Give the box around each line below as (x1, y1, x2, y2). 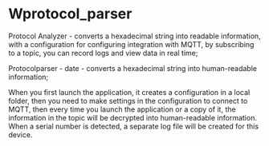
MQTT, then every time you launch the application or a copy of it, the (8, 105, 236, 114)
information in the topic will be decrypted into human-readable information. (8, 112, 257, 122)
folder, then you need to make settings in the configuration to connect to (8, 96, 248, 105)
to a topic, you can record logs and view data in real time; (8, 48, 198, 57)
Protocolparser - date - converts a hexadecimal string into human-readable (8, 63, 257, 73)
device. (8, 129, 33, 140)
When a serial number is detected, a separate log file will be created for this (8, 121, 259, 131)
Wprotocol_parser (8, 5, 132, 23)
